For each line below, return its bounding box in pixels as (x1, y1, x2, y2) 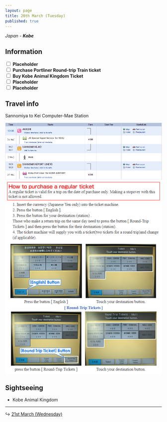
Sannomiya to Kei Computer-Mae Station (5, 113, 89, 118)
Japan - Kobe (5, 33, 34, 39)
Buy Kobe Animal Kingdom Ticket (12, 73, 83, 79)
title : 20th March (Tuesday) (5, 13, 66, 18)
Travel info (5, 99, 39, 108)
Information (5, 47, 43, 56)
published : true (5, 18, 39, 23)
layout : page (5, 8, 32, 13)
